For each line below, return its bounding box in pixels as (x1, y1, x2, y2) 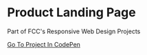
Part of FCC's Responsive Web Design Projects (7, 27, 141, 35)
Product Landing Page (7, 5, 136, 20)
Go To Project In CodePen (7, 40, 81, 48)
